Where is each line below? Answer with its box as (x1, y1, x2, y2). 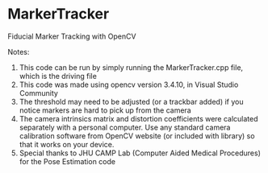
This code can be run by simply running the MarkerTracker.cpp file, (19, 62, 244, 72)
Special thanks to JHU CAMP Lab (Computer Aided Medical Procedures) (19, 148, 262, 158)
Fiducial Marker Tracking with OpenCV (7, 31, 136, 41)
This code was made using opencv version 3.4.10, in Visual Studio (19, 80, 239, 89)
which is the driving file (19, 71, 98, 80)
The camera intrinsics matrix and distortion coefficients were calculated (19, 113, 259, 123)
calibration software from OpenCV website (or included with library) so (19, 130, 255, 141)
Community (19, 88, 58, 97)
